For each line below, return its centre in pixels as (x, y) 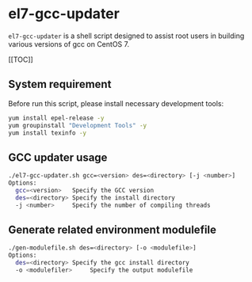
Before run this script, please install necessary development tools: (116, 103)
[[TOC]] (21, 59)
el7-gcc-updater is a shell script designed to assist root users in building (126, 36)
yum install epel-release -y (56, 118)
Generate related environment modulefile (112, 229)
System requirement (60, 84)
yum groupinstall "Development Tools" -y (78, 125)
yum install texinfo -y (48, 133)
